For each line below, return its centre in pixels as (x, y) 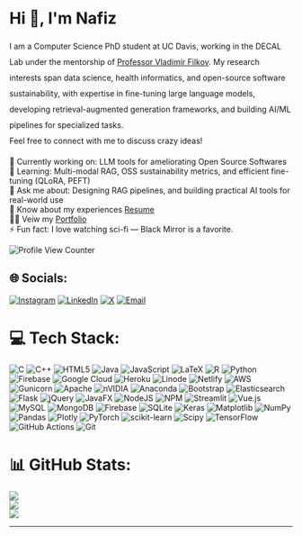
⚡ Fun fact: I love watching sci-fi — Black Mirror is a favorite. (121, 229)
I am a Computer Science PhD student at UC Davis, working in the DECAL (145, 46)
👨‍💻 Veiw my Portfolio (48, 219)
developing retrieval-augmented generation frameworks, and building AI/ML (150, 109)
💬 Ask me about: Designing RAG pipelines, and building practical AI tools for (150, 190)
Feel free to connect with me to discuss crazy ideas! (106, 141)
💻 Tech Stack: (65, 338)
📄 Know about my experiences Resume (82, 209)
